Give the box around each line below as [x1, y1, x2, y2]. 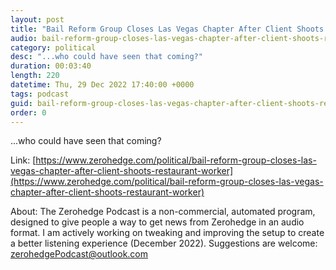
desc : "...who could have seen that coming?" [10, 52, 203, 62]
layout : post [10, 14, 65, 25]
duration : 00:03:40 [10, 61, 92, 71]
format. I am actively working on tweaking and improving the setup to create [10, 227, 325, 239]
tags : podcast [10, 89, 70, 99]
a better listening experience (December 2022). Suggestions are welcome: [10, 237, 318, 250]
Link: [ [10, 154, 37, 166]
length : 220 [10, 71, 60, 81]
